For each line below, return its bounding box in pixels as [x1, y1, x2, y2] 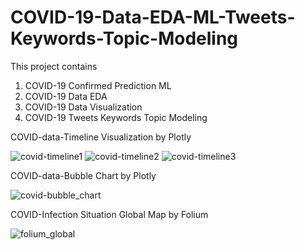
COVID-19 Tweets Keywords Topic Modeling [24, 111, 208, 123]
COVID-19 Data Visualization [24, 101, 143, 113]
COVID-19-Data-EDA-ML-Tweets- [10, 6, 296, 29]
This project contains [10, 60, 98, 72]
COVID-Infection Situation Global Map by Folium [10, 208, 209, 220]
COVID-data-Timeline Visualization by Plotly [10, 131, 192, 143]
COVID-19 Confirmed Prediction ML [24, 79, 172, 91]
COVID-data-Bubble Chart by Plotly [10, 169, 157, 181]
